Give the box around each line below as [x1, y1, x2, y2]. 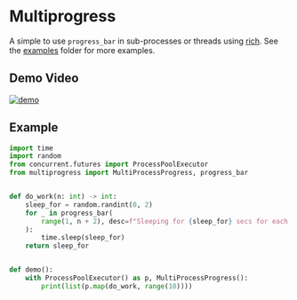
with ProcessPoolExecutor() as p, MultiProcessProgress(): [25, 273, 249, 283]
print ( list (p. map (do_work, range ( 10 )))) [41, 281, 193, 290]
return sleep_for [25, 241, 90, 250]
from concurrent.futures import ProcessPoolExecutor [9, 160, 209, 170]
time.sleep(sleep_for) [41, 233, 125, 242]
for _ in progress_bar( [25, 209, 114, 217]
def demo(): [9, 265, 53, 274]
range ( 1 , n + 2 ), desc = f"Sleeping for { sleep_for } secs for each [41, 217, 289, 225]
